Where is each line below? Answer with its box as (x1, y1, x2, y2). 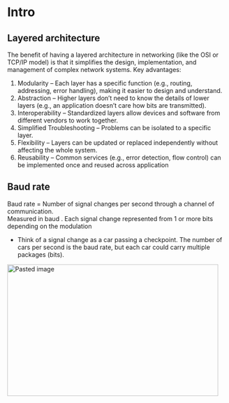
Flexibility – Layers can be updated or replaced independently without (17, 139, 219, 147)
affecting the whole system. (17, 146, 98, 154)
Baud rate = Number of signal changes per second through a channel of (7, 199, 215, 208)
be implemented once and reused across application (17, 161, 169, 169)
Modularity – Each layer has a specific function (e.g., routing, (17, 79, 193, 87)
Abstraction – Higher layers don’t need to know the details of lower (17, 94, 209, 102)
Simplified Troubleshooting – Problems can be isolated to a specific (17, 124, 212, 132)
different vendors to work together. (17, 116, 119, 125)
